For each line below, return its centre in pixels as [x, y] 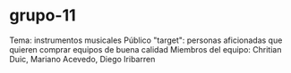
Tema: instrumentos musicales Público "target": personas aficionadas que [146, 40]
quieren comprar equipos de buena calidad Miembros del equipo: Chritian [145, 49]
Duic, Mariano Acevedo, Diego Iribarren [82, 59]
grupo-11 [43, 16]
